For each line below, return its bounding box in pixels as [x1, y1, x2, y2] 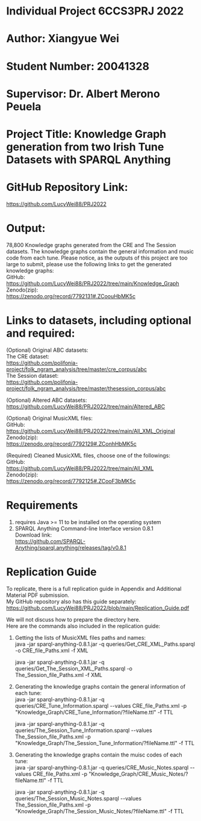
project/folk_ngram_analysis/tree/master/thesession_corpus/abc [6, 384, 166, 392]
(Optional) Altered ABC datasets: [6, 396, 87, 404]
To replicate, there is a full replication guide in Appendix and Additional [6, 585, 182, 592]
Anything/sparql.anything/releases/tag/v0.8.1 [14, 544, 126, 551]
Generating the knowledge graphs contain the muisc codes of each [14, 751, 182, 758]
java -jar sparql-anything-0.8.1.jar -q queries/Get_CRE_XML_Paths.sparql [14, 640, 196, 648]
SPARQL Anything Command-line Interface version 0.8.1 [14, 525, 153, 532]
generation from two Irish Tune [6, 140, 164, 154]
